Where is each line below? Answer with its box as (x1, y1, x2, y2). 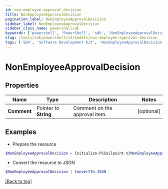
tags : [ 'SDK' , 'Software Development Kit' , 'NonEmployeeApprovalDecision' (5, 40, 164, 45)
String (36, 110, 51, 117)
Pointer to (36, 104, 59, 111)
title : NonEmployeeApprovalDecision (5, 12, 81, 17)
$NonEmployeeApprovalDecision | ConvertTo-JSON (5, 169, 106, 174)
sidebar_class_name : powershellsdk (5, 26, 79, 31)
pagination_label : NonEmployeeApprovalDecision (5, 16, 106, 21)
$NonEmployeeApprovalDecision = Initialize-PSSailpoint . (5, 150, 126, 155)
